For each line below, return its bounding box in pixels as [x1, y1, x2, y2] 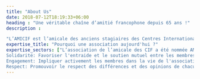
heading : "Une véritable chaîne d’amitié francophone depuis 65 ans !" [6, 20, 190, 26]
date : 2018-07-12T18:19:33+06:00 [6, 14, 89, 20]
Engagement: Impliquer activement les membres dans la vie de [6, 58, 164, 64]
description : [6, 25, 42, 31]
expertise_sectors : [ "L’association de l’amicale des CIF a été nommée [6, 47, 187, 53]
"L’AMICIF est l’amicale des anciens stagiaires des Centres [6, 36, 161, 42]
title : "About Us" [6, 8, 52, 15]
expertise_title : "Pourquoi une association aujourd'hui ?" [6, 42, 159, 48]
